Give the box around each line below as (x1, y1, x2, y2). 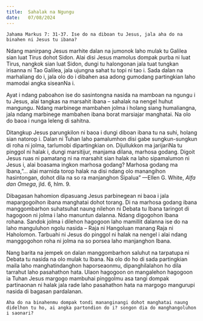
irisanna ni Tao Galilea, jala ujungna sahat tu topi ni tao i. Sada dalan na (6, 66, 183, 73)
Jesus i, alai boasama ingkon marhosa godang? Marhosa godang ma (6, 161, 178, 168)
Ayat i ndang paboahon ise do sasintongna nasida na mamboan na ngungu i (6, 91, 196, 98)
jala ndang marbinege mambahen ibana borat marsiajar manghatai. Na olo (6, 110, 191, 118)
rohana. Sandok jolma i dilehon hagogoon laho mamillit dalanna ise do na (6, 218, 188, 225)
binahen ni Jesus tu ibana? (6, 36, 78, 42)
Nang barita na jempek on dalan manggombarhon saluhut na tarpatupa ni (6, 249, 190, 256)
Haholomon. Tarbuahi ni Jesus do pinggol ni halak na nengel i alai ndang (6, 231, 187, 238)
